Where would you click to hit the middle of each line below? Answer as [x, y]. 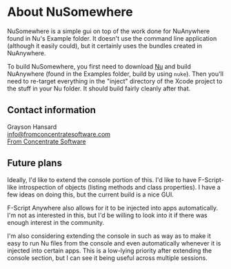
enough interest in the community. [56, 222]
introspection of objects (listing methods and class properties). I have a [119, 187]
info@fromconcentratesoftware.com [59, 134]
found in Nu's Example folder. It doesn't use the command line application [112, 38]
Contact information [52, 110]
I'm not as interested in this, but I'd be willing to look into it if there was [108, 215]
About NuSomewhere [70, 12]
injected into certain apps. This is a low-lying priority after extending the [110, 250]
